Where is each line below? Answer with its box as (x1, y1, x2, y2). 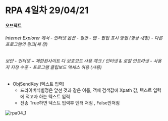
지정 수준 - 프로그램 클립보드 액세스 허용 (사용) (10, 64, 102, 70)
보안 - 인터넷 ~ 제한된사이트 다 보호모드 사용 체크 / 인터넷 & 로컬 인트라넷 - (5, 57, 152, 64)
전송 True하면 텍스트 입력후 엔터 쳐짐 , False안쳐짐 (20, 99, 120, 106)
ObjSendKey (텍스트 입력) (12, 81, 65, 87)
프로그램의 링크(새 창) (5, 41, 48, 47)
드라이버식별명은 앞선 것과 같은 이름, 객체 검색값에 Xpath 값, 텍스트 (20, 87, 152, 93)
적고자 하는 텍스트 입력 (25, 93, 71, 99)
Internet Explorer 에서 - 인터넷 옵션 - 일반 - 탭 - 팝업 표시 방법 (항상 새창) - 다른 (5, 35, 163, 41)
